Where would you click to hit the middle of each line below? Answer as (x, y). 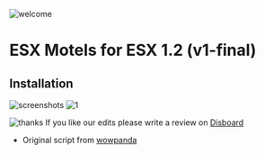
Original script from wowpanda (79, 140)
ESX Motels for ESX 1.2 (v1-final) (133, 50)
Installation (41, 83)
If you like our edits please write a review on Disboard (145, 122)
